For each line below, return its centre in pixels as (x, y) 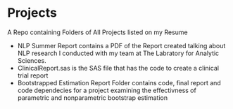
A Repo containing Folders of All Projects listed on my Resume (97, 32)
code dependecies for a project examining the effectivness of (107, 90)
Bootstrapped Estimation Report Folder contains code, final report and (119, 82)
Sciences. (32, 60)
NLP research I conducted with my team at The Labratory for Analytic (118, 53)
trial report (33, 75)
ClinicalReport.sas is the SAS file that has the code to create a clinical (118, 68)
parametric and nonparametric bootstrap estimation (92, 97)
